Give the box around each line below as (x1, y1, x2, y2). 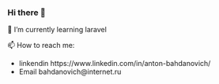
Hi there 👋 (7, 7, 47, 18)
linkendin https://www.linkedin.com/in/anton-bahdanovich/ (18, 59, 211, 68)
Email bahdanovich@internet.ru (18, 67, 122, 77)
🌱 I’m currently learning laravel (7, 25, 108, 35)
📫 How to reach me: (7, 41, 75, 50)
